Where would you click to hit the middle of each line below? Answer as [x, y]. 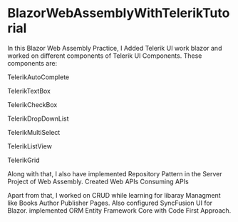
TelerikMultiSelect [34, 132]
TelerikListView [30, 146]
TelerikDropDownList [38, 118]
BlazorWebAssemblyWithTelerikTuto [119, 13]
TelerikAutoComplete [38, 77]
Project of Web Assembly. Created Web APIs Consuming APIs [98, 181]
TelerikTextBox [29, 91]
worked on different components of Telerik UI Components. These [105, 56]
